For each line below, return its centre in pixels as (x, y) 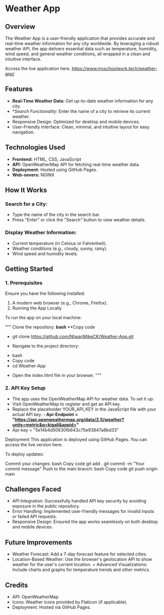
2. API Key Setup (25, 388)
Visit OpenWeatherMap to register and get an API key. (66, 404)
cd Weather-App (29, 366)
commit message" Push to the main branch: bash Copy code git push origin (81, 469)
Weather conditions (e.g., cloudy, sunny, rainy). (60, 248)
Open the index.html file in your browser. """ (57, 375)
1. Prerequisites (24, 283)
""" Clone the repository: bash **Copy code (50, 327)
